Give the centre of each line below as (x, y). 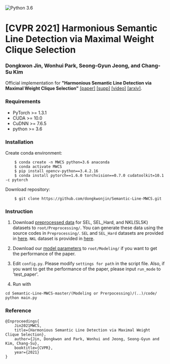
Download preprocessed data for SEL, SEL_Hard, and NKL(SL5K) (80, 223)
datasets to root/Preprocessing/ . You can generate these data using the (88, 228)
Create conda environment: (34, 153)
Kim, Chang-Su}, (22, 343)
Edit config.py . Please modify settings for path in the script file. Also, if (89, 264)
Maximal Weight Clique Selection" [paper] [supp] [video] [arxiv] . (74, 88)
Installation (19, 142)
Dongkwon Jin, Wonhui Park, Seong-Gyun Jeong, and (73, 66)
